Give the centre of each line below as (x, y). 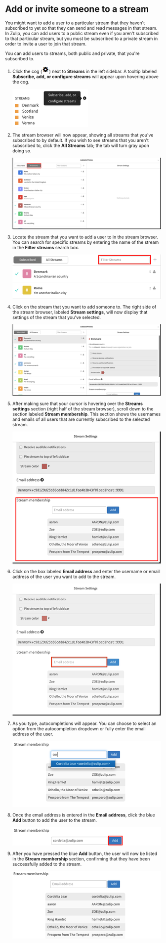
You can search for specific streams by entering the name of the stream (85, 242)
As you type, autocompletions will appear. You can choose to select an (84, 723)
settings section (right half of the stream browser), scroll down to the (83, 409)
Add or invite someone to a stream (77, 9)
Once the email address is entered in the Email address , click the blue (84, 815)
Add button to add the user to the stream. (55, 820)
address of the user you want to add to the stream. (64, 577)
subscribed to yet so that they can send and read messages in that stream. (81, 28)
